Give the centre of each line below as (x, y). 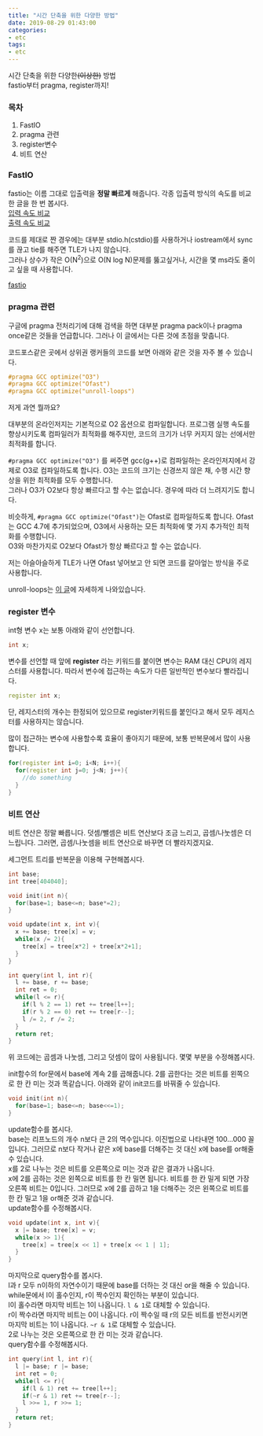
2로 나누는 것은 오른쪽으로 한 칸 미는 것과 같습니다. (86, 1334)
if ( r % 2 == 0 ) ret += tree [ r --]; (79, 1012)
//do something (47, 777)
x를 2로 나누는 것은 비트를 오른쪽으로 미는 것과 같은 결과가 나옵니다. (111, 1168)
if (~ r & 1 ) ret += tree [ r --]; (72, 1396)
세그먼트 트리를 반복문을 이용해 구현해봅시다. (77, 859)
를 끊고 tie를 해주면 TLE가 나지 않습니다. (69, 249)
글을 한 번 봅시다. (42, 203)
